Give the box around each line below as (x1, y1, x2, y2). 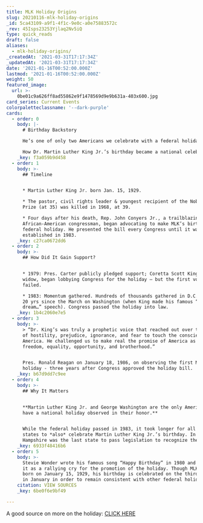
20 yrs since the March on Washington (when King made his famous (22, 298, 193, 304)
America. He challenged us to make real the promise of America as (22, 338, 196, 344)
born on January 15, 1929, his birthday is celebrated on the (22, 471, 182, 477)
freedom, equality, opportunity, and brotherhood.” (22, 343, 155, 350)
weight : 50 (6, 76, 34, 82)
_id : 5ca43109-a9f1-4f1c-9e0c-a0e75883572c (6, 20, 118, 26)
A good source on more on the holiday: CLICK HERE (6, 510, 136, 517)
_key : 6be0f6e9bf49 (17, 488, 66, 494)
